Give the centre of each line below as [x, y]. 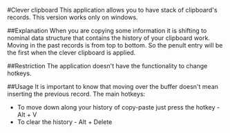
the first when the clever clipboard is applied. [71, 52]
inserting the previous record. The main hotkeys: [76, 94]
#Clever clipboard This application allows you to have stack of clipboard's [112, 10]
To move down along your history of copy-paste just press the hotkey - [118, 107]
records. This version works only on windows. [73, 17]
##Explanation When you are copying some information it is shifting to [107, 31]
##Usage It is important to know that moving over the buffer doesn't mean [113, 86]
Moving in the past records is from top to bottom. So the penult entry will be [115, 45]
